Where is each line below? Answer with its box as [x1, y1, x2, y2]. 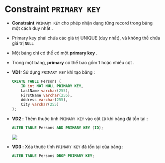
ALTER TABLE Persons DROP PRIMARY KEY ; [11, 153, 95, 158]
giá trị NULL [11, 40, 34, 46]
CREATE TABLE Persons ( [11, 79, 62, 84]
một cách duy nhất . [11, 25, 53, 31]
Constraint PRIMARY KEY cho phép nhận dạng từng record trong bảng [11, 20, 153, 26]
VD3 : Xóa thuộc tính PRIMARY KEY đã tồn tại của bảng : [11, 144, 124, 150]
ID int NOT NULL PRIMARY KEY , [21, 83, 84, 88]
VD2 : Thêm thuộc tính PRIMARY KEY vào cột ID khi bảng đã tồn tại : [11, 116, 148, 122]
